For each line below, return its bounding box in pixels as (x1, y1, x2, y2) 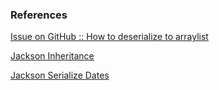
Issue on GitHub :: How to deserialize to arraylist (10, 31, 209, 43)
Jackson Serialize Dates (10, 69, 110, 82)
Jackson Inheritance (10, 50, 95, 62)
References (10, 8, 68, 22)
